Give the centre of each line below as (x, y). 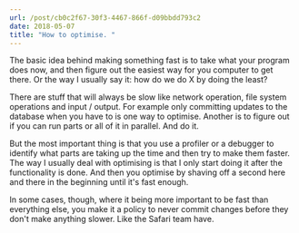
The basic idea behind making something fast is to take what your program (149, 61)
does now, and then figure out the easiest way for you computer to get (141, 70)
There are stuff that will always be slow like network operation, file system (148, 97)
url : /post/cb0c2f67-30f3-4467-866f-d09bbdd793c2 (105, 18)
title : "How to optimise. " (63, 34)
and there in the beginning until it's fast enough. (99, 182)
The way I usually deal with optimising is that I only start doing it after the (146, 163)
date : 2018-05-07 (42, 26)
